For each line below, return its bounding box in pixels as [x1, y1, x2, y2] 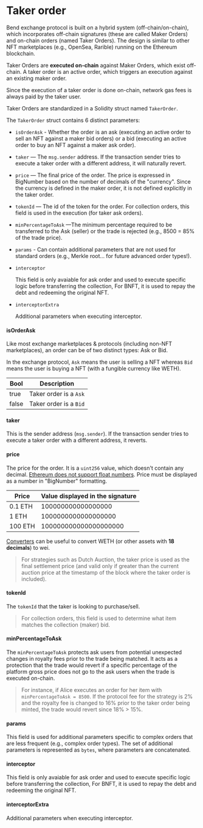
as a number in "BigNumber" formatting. [6, 477, 108, 484]
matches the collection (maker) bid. [21, 621, 111, 628]
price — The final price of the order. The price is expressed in [15, 171, 171, 179]
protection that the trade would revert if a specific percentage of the [6, 661, 177, 669]
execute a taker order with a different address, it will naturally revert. [15, 159, 187, 167]
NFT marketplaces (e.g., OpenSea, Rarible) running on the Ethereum [6, 43, 177, 51]
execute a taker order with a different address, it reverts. [6, 437, 148, 444]
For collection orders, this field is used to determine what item [21, 614, 177, 622]
